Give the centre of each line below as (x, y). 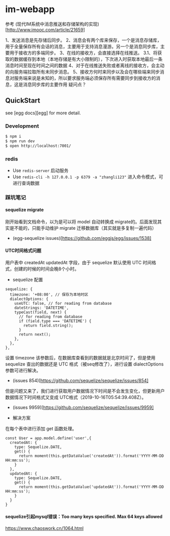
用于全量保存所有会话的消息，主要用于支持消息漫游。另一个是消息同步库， (83, 46)
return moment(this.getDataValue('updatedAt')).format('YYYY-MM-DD (91, 487)
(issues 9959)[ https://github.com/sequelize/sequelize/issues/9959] (83, 407)
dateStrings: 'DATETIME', (42, 308)
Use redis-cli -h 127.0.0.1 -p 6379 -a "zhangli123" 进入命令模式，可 (88, 177)
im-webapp (30, 9)
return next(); (35, 335)
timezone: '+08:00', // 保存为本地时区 (49, 295)
